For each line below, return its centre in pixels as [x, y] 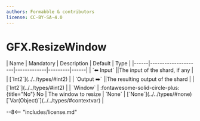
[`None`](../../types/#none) [159, 94]
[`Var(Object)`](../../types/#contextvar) [53, 101]
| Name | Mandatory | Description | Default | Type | [69, 63]
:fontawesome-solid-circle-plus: [140, 88]
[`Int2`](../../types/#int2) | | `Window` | [53, 88]
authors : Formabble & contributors [50, 12]
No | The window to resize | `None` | [81, 94]
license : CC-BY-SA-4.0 [34, 17]
